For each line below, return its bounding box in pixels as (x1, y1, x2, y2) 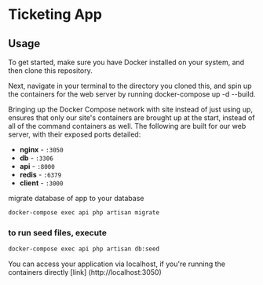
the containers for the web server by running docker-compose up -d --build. (8, 90, 256, 99)
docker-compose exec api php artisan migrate (8, 209, 159, 217)
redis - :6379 (19, 170, 62, 179)
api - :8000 (19, 162, 55, 170)
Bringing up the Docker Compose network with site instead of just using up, (8, 104, 254, 114)
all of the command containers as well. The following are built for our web (8, 122, 247, 130)
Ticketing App (8, 5, 102, 24)
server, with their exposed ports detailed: (8, 130, 141, 139)
